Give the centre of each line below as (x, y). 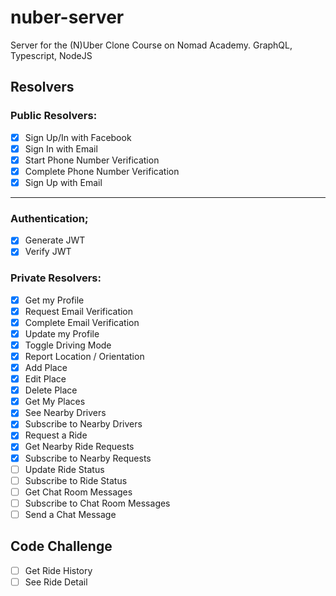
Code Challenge (61, 546)
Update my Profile (62, 333)
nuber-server (67, 17)
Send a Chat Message (70, 514)
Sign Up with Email (63, 182)
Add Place (46, 368)
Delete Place (51, 390)
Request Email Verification (79, 311)
